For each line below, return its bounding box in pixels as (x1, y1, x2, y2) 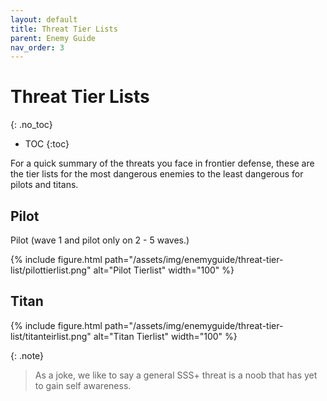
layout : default (10, 14, 78, 25)
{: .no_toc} (10, 119, 53, 131)
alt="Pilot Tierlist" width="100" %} (93, 264, 235, 276)
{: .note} (10, 349, 45, 361)
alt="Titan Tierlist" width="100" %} (93, 330, 238, 342)
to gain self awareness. (34, 379, 132, 391)
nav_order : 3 (10, 42, 65, 53)
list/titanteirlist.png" (10, 330, 92, 342)
